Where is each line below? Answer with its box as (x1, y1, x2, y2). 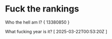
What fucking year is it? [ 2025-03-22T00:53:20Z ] (5, 28, 108, 34)
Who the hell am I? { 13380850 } (5, 19, 70, 25)
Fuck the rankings (5, 3, 79, 14)
